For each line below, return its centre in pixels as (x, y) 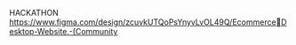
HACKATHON (34, 13)
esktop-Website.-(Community (64, 31)
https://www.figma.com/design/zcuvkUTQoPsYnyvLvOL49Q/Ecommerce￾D (148, 22)
